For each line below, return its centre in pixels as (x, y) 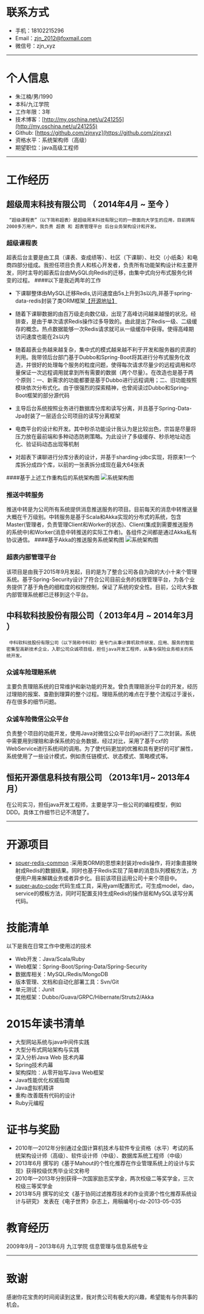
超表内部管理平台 (31, 557)
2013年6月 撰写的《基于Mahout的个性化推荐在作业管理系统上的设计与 (102, 1163)
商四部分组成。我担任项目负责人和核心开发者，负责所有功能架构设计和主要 (99, 265)
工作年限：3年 (33, 112)
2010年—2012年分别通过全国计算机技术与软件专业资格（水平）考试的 (102, 1148)
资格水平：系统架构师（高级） (52, 140)
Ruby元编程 (29, 1103)
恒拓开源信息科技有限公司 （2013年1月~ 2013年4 (98, 777)
